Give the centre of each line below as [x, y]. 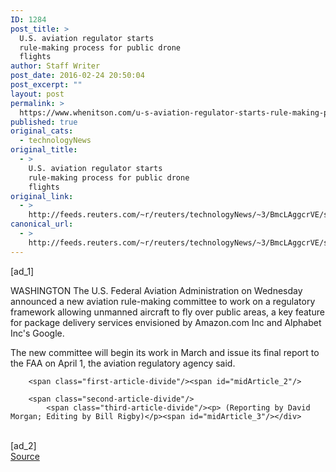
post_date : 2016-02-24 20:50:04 [77, 76]
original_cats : [42, 131]
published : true [44, 122]
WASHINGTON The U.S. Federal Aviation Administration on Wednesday [156, 290]
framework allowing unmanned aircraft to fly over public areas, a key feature [167, 312]
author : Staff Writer [55, 66]
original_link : [42, 196]
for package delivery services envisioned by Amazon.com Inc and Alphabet [166, 322]
